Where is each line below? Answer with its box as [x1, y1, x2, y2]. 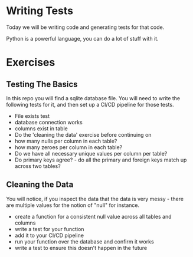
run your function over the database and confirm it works [14, 238, 155, 245]
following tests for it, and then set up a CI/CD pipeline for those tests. [6, 101, 174, 108]
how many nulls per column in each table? [14, 137, 117, 144]
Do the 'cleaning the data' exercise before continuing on [14, 131, 152, 138]
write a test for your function [14, 225, 84, 232]
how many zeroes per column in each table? [14, 143, 123, 151]
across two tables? [14, 162, 61, 169]
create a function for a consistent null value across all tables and [14, 213, 172, 220]
